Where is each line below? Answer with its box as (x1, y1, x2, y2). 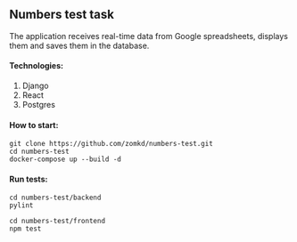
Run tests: (9, 173, 48, 184)
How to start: (9, 119, 59, 130)
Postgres (21, 100, 56, 110)
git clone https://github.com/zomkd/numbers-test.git (9, 140, 214, 149)
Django (21, 80, 49, 92)
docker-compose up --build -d (9, 155, 122, 164)
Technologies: (9, 60, 64, 71)
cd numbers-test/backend (9, 193, 102, 203)
